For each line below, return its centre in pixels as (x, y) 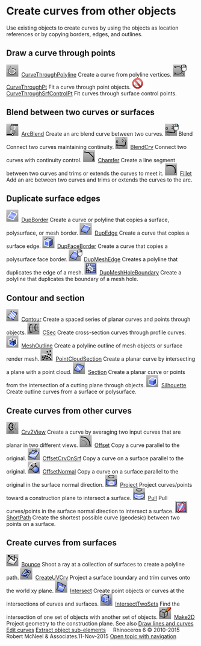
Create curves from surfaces (62, 543)
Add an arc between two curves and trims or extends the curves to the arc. (99, 180)
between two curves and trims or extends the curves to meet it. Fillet (99, 173)
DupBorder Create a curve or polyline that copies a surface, (95, 220)
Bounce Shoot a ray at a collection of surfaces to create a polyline (103, 564)
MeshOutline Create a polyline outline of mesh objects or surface (102, 346)
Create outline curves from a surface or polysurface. (71, 392)
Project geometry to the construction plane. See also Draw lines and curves (100, 623)
